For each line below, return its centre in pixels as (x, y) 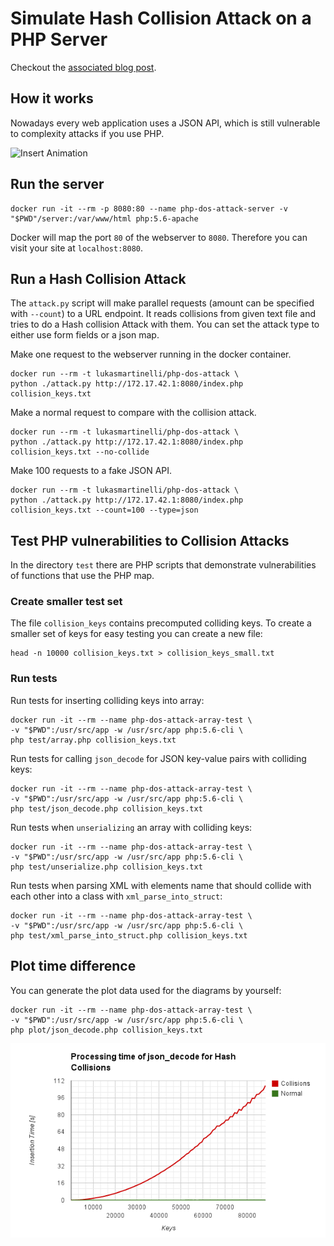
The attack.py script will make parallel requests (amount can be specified (162, 303)
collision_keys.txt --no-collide (80, 452)
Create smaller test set (66, 602)
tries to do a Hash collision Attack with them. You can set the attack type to (165, 324)
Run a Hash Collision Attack (98, 278)
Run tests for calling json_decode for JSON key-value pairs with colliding (158, 758)
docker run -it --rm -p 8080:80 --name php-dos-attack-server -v (149, 208)
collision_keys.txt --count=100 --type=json (104, 510)
